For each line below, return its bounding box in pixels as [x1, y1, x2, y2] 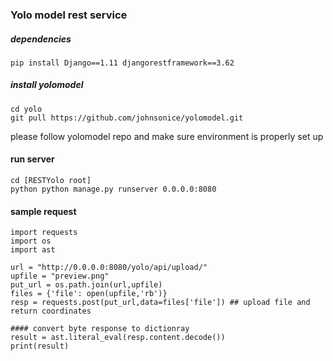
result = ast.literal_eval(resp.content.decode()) [10, 333, 226, 343]
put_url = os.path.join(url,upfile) [10, 280, 163, 290]
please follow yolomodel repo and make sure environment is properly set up [10, 130, 324, 142]
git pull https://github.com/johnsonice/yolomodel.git [10, 113, 244, 123]
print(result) [10, 341, 70, 352]
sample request [10, 205, 77, 217]
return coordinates [10, 306, 92, 317]
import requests [10, 228, 78, 238]
